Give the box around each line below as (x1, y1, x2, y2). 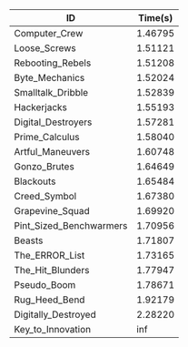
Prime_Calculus (14, 131, 80, 143)
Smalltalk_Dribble (14, 87, 89, 98)
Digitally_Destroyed (14, 309, 97, 321)
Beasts (14, 234, 44, 247)
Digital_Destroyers (14, 116, 93, 128)
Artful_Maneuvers (14, 146, 91, 158)
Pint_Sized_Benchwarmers (14, 219, 128, 231)
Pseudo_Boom (14, 279, 76, 291)
